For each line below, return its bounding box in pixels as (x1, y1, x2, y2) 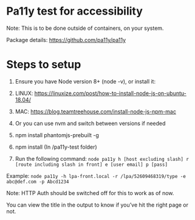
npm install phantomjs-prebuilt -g (15, 131, 99, 138)
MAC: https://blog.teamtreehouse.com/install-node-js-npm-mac (15, 108, 176, 115)
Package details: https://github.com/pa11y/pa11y (6, 36, 126, 43)
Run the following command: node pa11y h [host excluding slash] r (15, 155, 190, 162)
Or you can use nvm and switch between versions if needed (15, 119, 166, 127)
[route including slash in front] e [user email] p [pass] (15, 161, 168, 168)
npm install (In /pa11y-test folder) (15, 143, 97, 151)
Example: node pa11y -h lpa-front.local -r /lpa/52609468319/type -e (6, 172, 186, 179)
